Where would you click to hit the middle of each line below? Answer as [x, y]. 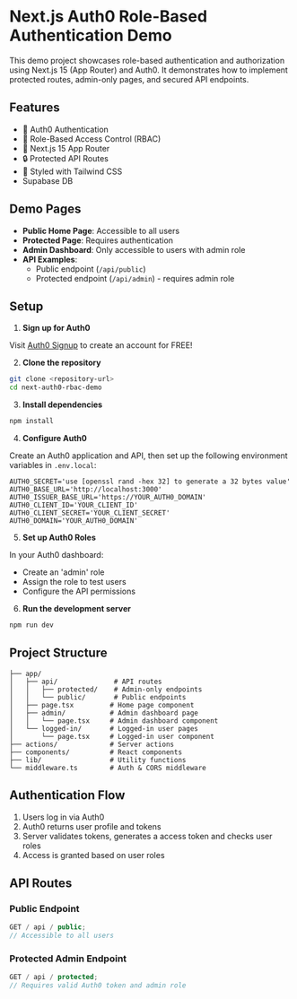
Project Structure [58, 653]
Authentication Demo [91, 35]
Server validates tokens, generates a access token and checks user [147, 836]
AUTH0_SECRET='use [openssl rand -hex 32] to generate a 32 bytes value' [150, 482]
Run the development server [77, 608]
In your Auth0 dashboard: [57, 555]
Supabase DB [48, 180]
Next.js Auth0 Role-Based [109, 17]
